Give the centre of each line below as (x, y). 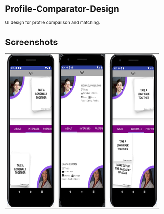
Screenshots (31, 42)
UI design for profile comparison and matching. (52, 22)
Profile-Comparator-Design (62, 9)
